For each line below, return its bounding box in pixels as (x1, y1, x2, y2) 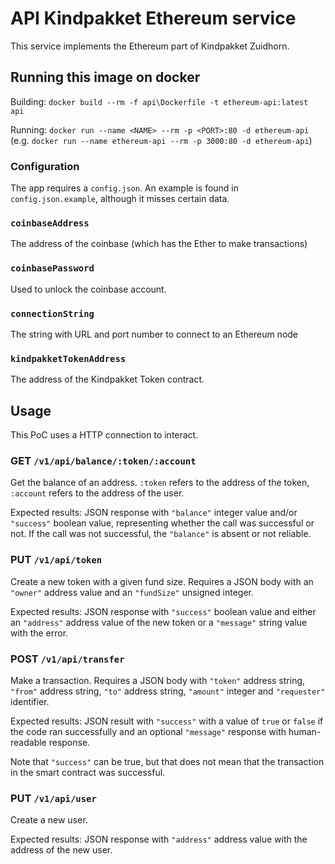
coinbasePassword (10, 263, 95, 274)
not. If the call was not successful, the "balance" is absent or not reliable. (10, 528, 312, 540)
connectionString (10, 308, 95, 319)
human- (288, 725, 322, 737)
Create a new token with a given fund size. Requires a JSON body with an (10, 575, 314, 587)
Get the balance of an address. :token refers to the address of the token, (10, 477, 310, 489)
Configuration (10, 159, 80, 173)
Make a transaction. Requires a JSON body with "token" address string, (10, 674, 306, 686)
